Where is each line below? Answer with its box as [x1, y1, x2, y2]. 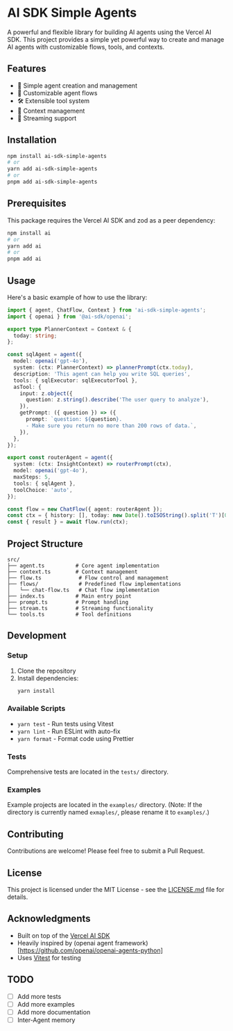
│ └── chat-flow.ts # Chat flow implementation [7, 586, 159, 593]
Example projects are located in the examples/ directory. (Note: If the [7, 801, 202, 809]
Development [7, 630, 67, 641]
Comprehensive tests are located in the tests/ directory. [7, 767, 169, 776]
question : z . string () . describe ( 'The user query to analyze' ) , [25, 397, 209, 403]
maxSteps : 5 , [13, 474, 51, 481]
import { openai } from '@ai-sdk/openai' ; [7, 313, 132, 320]
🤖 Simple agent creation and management [17, 81, 137, 90]
